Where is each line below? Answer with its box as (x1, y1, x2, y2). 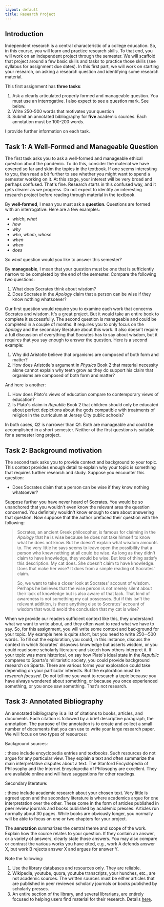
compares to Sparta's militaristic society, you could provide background (5, 657, 150, 663)
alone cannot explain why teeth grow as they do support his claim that (12, 367, 154, 373)
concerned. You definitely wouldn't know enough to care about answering (5, 509, 154, 515)
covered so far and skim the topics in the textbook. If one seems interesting (5, 166, 157, 172)
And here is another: (5, 382, 46, 388)
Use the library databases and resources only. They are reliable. (12, 865, 141, 871)
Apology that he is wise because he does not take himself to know (17, 534, 151, 540)
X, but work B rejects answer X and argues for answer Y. (5, 846, 119, 852)
